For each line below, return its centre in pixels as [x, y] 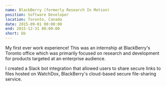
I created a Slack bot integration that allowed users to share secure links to [83, 68]
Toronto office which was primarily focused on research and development [82, 53]
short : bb [16, 33]
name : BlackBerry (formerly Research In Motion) [57, 10]
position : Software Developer [37, 15]
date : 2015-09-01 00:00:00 [34, 24]
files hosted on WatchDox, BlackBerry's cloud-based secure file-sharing [81, 74]
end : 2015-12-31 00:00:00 [32, 29]
